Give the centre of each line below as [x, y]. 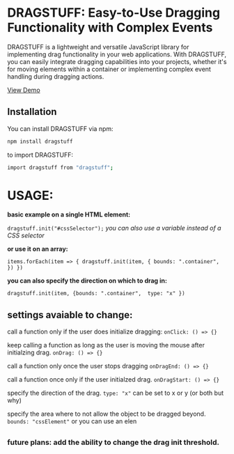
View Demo [24, 90]
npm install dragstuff [40, 141]
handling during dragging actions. [56, 76]
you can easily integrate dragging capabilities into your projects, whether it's [117, 61]
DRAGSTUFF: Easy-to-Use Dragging [114, 13]
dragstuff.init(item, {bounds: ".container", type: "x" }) [96, 294]
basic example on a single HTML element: [69, 214]
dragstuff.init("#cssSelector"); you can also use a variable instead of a [114, 228]
